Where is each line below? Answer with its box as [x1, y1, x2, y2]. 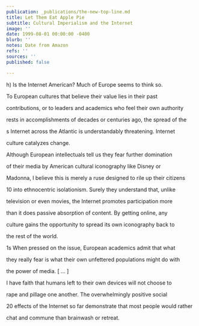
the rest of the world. [6, 232, 58, 239]
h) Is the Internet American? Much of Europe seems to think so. [6, 81, 164, 88]
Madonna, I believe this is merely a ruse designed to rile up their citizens [6, 174, 185, 181]
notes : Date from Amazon [6, 43, 69, 49]
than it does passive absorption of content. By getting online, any [6, 209, 168, 217]
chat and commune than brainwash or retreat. [6, 314, 120, 321]
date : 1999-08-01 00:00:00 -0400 [6, 31, 90, 37]
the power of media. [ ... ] [6, 267, 69, 274]
